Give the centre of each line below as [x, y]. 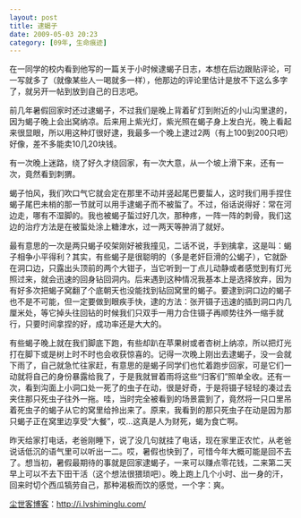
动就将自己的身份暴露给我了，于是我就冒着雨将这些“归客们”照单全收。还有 [146, 377]
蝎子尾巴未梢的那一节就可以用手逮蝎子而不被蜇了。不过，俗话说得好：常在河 [150, 204]
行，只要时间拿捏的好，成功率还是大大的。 [88, 324]
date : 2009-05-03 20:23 [54, 34]
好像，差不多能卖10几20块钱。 [65, 144]
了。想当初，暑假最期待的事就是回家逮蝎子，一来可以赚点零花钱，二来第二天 [150, 463]
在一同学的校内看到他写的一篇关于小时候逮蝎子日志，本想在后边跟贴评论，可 [150, 69]
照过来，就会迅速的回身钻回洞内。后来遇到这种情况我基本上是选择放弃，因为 [150, 279]
